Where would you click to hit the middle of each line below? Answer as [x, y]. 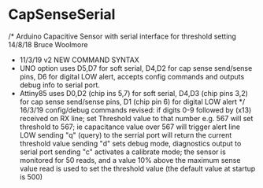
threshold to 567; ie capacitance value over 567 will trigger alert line [130, 127]
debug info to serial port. [60, 85]
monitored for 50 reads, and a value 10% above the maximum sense [130, 160]
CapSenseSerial [62, 15]
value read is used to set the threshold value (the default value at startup [137, 168]
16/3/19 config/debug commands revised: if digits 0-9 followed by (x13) [135, 110]
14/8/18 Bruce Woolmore [48, 44]
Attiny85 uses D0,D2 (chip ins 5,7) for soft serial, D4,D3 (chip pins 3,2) [133, 93]
